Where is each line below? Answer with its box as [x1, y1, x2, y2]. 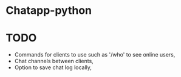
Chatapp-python [5, 4, 92, 17]
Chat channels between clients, [14, 58, 94, 65]
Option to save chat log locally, [14, 64, 92, 71]
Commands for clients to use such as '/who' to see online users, [14, 51, 176, 58]
